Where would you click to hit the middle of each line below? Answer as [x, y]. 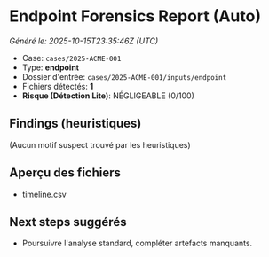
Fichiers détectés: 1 [58, 86]
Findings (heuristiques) [75, 124]
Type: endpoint [51, 67]
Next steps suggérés [68, 222]
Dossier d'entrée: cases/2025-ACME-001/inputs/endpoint [124, 76]
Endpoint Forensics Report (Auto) [135, 16]
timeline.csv [44, 194]
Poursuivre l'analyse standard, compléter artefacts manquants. [137, 243]
